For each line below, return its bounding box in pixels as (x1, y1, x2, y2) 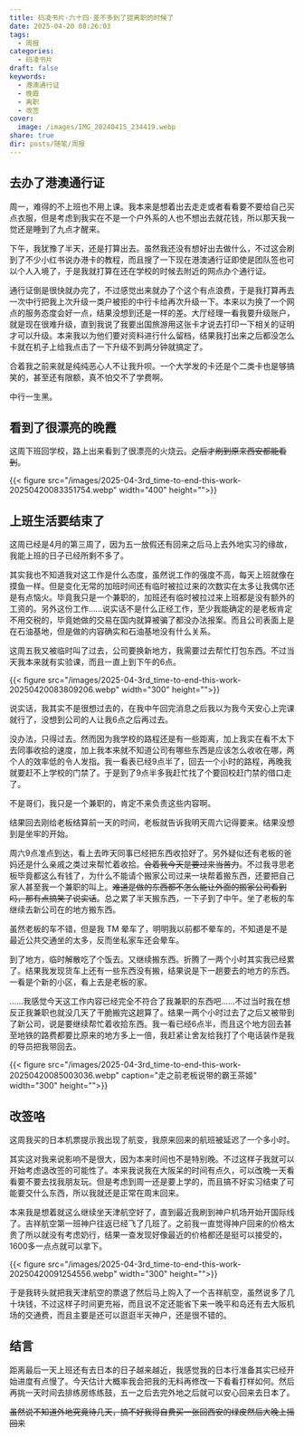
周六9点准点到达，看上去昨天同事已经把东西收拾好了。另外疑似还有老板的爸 (9, 848, 292, 859)
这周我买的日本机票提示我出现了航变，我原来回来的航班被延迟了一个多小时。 (9, 1135, 295, 1145)
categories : (9, 47, 54, 56)
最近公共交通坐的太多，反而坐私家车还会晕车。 (9, 935, 184, 946)
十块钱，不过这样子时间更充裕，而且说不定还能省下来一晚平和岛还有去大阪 (9, 1299, 287, 1309)
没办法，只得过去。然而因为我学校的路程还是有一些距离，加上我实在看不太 (9, 734, 287, 745)
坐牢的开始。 (24, 829, 73, 840)
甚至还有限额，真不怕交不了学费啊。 (33, 372, 168, 383)
